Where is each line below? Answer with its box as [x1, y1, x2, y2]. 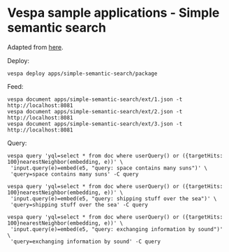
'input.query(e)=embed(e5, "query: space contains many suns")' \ [10, 164, 208, 171]
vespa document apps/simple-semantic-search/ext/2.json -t [7, 108, 183, 115]
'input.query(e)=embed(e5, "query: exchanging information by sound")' [10, 225, 223, 232]
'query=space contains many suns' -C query [10, 170, 139, 178]
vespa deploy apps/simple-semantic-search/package [7, 70, 158, 77]
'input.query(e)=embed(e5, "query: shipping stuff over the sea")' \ [10, 195, 217, 202]
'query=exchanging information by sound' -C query [10, 238, 161, 245]
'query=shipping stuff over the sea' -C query [10, 201, 149, 208]
